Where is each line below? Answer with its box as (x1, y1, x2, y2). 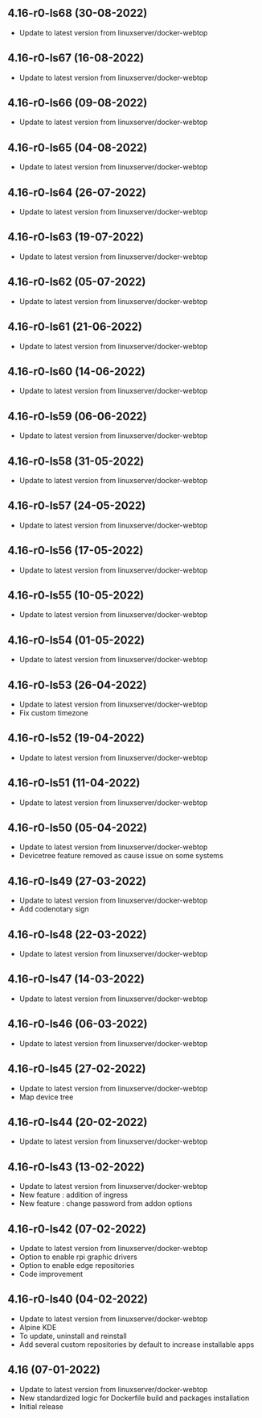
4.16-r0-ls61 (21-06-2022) (7, 320, 142, 334)
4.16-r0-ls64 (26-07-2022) (7, 186, 146, 199)
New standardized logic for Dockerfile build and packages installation (18, 1393, 250, 1403)
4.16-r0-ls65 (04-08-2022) (7, 140, 148, 154)
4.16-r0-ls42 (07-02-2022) (7, 1222, 146, 1236)
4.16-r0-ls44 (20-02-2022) (7, 1115, 148, 1128)
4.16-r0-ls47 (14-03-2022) (7, 972, 145, 986)
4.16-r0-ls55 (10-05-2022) (7, 588, 145, 602)
